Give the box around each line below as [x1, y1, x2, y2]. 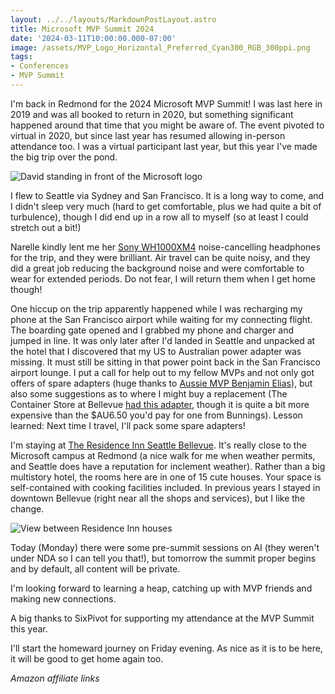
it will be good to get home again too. [10, 652, 164, 665]
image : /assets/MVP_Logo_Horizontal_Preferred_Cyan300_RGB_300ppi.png [10, 42, 311, 53]
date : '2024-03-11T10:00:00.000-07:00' [10, 33, 177, 43]
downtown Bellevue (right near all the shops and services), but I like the [10, 492, 306, 504]
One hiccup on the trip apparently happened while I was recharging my [10, 302, 303, 315]
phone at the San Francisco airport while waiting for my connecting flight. [10, 313, 313, 325]
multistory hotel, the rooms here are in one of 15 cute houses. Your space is [10, 471, 322, 483]
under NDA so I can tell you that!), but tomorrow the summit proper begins [10, 552, 317, 564]
